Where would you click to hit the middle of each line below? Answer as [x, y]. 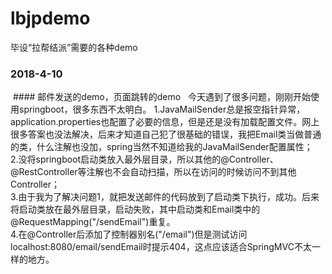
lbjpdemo [50, 18]
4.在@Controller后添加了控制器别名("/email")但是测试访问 [129, 234]
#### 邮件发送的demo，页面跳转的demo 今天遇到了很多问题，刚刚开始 [161, 97]
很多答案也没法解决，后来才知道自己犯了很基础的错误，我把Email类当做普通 [166, 134]
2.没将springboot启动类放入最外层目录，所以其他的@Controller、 [144, 159]
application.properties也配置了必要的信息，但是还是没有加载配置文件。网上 [165, 122]
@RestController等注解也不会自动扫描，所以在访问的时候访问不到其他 [153, 172]
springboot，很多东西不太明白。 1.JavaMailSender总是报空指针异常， [162, 109]
